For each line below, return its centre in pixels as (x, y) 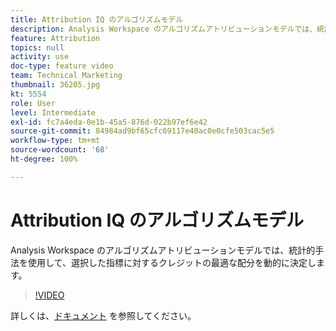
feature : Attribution (55, 38)
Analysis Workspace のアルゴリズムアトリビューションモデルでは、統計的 (163, 250)
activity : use (40, 57)
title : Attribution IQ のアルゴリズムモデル (97, 19)
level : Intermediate (53, 112)
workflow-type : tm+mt (55, 141)
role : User (33, 103)
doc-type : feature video (62, 66)
